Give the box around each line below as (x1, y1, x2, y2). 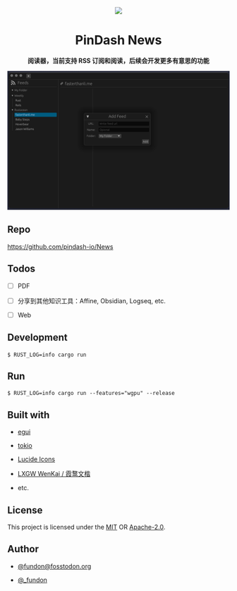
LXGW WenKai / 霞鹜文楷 (17, 470, 91, 478)
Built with (7, 409, 50, 421)
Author (7, 543, 39, 555)
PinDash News (75, 32, 162, 49)
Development (7, 331, 68, 343)
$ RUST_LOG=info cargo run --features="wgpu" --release (7, 390, 175, 397)
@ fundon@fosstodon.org (17, 561, 92, 571)
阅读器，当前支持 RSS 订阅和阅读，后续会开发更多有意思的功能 (27, 56, 210, 65)
